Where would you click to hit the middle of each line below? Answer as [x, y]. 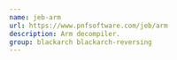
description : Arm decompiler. [65, 34]
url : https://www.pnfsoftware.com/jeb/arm [88, 26]
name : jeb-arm [35, 17]
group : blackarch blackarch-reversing [81, 42]
